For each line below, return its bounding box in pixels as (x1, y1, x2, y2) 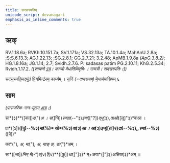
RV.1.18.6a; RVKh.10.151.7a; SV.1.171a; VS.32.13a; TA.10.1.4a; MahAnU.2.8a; (5, 50, 158, 56)
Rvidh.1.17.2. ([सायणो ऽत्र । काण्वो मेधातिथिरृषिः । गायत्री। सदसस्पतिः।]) (5, 66, 127, 72)
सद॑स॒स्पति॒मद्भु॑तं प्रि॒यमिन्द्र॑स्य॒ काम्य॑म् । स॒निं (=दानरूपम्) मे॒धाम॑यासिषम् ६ (5, 76, 120, 82)
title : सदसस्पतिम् (5, 7, 37, 13)
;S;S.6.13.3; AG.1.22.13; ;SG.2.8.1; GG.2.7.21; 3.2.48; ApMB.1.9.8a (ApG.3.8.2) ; (5, 55, 165, 61)
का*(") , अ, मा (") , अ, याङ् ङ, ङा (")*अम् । (5, 141, 78, 147)
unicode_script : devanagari (5, 12, 65, 17)
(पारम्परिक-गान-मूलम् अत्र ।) (5, 105, 52, 110)
